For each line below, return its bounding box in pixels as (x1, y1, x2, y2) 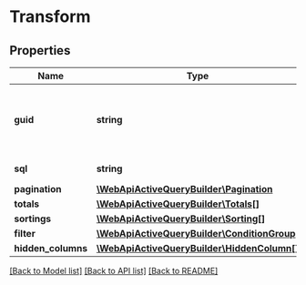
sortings (14, 212, 52, 225)
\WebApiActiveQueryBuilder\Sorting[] (96, 212, 266, 225)
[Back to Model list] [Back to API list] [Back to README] (9, 266, 219, 276)
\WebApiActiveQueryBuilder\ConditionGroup (96, 228, 296, 239)
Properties (9, 43, 71, 58)
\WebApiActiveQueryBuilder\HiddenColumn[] (96, 242, 300, 254)
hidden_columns (14, 242, 88, 254)
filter (14, 228, 36, 239)
